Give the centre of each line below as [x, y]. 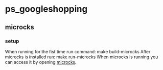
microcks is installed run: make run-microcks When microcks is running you [81, 57]
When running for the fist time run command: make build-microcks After [78, 51]
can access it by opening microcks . [41, 62]
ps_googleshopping [46, 9]
